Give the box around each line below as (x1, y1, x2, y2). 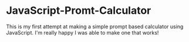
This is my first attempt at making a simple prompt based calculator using (6, 23, 184, 30)
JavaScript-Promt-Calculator (6, 4, 151, 17)
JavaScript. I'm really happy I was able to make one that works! (6, 29, 159, 36)
